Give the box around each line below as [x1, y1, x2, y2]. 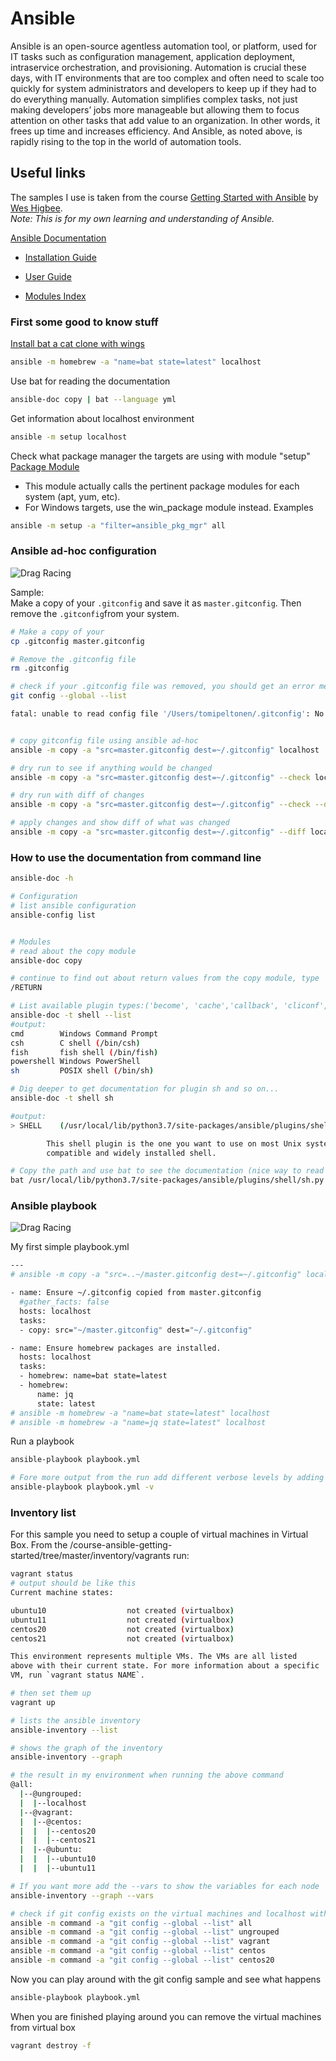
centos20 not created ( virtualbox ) [10, 1624, 235, 1634]
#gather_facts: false [19, 1297, 110, 1307]
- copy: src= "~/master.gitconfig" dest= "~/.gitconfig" [19, 1325, 253, 1335]
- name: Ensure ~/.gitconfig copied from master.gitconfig [10, 1288, 262, 1298]
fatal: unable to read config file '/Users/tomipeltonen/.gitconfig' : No [10, 709, 325, 719]
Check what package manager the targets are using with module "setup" [10, 450, 311, 462]
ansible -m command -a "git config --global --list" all [10, 1918, 253, 1928]
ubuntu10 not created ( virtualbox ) [10, 1605, 235, 1616]
